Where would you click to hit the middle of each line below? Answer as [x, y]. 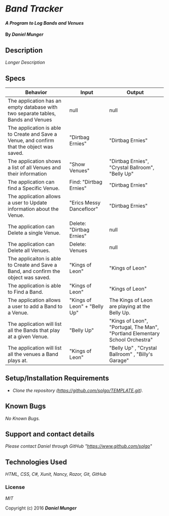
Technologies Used [36, 462]
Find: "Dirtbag [86, 182]
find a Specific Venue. [34, 188]
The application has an [35, 101]
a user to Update [27, 203]
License [15, 487]
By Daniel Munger [24, 34]
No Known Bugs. [23, 418]
